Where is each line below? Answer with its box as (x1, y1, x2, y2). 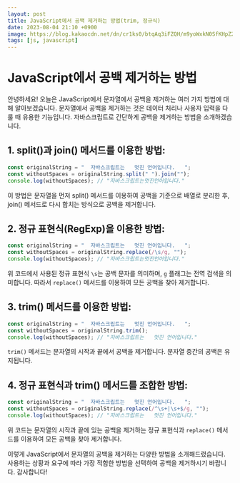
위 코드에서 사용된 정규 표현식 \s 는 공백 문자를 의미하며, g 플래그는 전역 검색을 (7, 269, 224, 278)
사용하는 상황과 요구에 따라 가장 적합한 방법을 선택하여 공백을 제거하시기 (7, 458, 208, 467)
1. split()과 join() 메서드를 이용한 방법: (7, 144, 166, 157)
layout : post (7, 10, 46, 18)
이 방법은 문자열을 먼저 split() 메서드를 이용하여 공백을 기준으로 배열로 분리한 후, (7, 190, 230, 200)
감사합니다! (16, 467, 48, 476)
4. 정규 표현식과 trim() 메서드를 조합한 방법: (7, 379, 188, 391)
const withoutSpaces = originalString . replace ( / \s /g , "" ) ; (7, 249, 187, 256)
